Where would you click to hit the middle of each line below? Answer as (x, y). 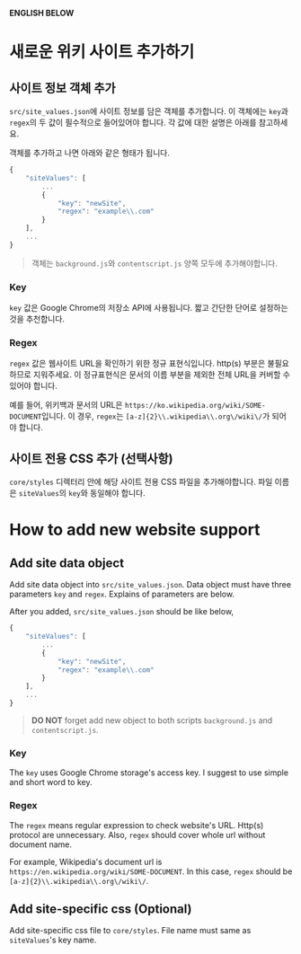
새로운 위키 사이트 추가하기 (102, 52)
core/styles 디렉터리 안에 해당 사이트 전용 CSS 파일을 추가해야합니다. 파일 (141, 482)
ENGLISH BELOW (42, 13)
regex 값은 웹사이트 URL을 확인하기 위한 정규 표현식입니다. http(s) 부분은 (137, 364)
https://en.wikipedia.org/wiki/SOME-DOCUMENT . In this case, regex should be (151, 871)
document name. (41, 844)
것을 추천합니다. (37, 319)
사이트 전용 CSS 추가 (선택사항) (91, 459)
